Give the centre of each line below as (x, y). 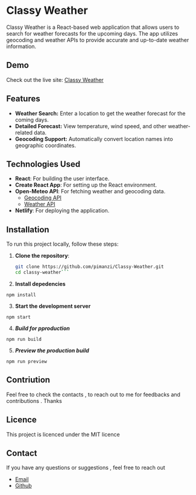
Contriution (28, 380)
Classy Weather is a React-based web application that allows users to (93, 27)
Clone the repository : (42, 256)
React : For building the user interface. (62, 179)
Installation (28, 229)
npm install (21, 295)
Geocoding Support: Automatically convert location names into (94, 139)
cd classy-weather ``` (42, 272)
